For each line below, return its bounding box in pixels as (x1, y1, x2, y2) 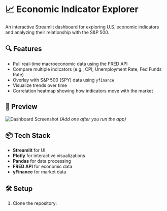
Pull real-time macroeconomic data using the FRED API (12, 61, 128, 67)
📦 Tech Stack (5, 131, 51, 140)
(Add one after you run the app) (59, 116, 126, 122)
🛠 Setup (5, 184, 33, 193)
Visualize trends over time (12, 82, 68, 88)
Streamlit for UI (12, 147, 46, 154)
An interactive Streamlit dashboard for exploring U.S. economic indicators (5, 23, 159, 30)
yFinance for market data (12, 169, 66, 175)
